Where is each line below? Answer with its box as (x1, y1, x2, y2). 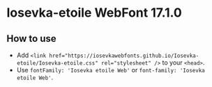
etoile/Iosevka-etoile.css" (16, 60, 98, 67)
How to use (6, 33, 56, 45)
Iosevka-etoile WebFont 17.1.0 (6, 5, 182, 21)
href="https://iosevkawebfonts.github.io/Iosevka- (49, 52, 199, 59)
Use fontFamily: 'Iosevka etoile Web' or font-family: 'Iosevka (16, 66, 205, 74)
